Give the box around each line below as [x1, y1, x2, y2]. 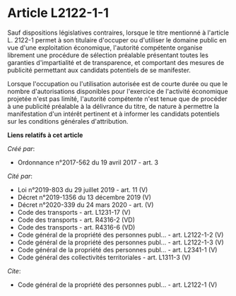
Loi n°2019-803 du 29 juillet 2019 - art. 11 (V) [17, 185, 148, 194]
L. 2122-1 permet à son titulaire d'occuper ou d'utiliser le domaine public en [7, 35, 228, 44]
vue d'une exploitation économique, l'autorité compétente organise [7, 43, 203, 52]
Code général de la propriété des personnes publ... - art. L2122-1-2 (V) [17, 230, 224, 239]
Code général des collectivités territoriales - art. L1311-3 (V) [17, 253, 191, 261]
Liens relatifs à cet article [7, 131, 83, 139]
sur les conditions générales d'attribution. [7, 117, 129, 125]
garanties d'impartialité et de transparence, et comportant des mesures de [7, 58, 225, 66]
